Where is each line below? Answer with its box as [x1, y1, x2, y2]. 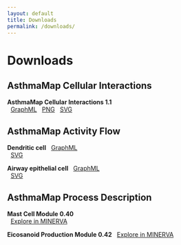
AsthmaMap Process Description [7, 191, 152, 203]
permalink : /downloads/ [7, 23, 76, 30]
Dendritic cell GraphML [7, 144, 78, 152]
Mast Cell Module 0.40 [7, 210, 74, 217]
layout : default [7, 10, 54, 17]
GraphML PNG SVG [10, 105, 73, 114]
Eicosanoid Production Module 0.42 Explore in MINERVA [7, 231, 174, 238]
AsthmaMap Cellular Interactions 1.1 [7, 98, 112, 107]
